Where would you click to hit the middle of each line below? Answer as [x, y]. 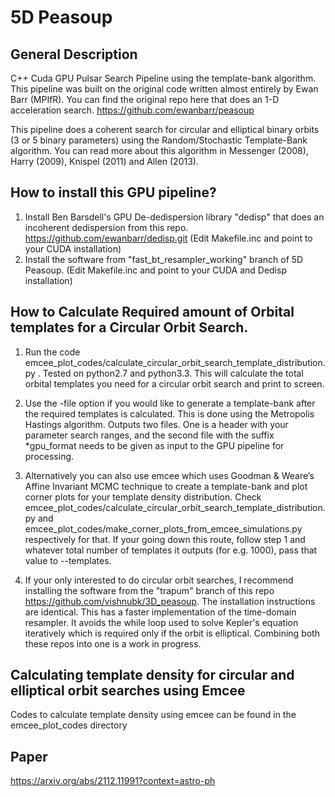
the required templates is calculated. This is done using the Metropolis [169, 413]
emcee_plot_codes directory [69, 725]
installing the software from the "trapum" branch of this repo [149, 590]
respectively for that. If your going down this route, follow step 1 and [165, 539]
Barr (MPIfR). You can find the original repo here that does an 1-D [145, 99]
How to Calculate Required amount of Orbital [152, 312]
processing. [49, 456]
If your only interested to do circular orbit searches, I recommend [159, 580]
